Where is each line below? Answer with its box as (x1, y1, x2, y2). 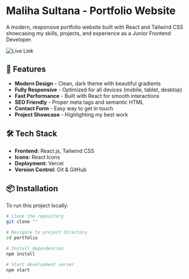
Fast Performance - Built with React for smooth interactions (14, 92, 160, 99)
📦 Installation (6, 183, 59, 193)
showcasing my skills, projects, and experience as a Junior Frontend (6, 29, 171, 36)
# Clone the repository (6, 213, 64, 219)
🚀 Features (6, 64, 46, 74)
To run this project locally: (6, 202, 69, 209)
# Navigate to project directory (6, 230, 88, 236)
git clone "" (6, 219, 38, 225)
